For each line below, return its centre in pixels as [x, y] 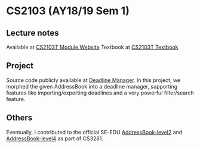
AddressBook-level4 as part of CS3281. [55, 138]
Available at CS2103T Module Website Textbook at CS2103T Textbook [92, 47]
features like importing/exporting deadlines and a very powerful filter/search [100, 93]
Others [19, 118]
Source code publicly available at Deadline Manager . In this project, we [93, 80]
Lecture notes [33, 33]
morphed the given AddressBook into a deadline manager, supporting [92, 86]
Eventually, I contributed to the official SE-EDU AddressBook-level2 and [94, 132]
